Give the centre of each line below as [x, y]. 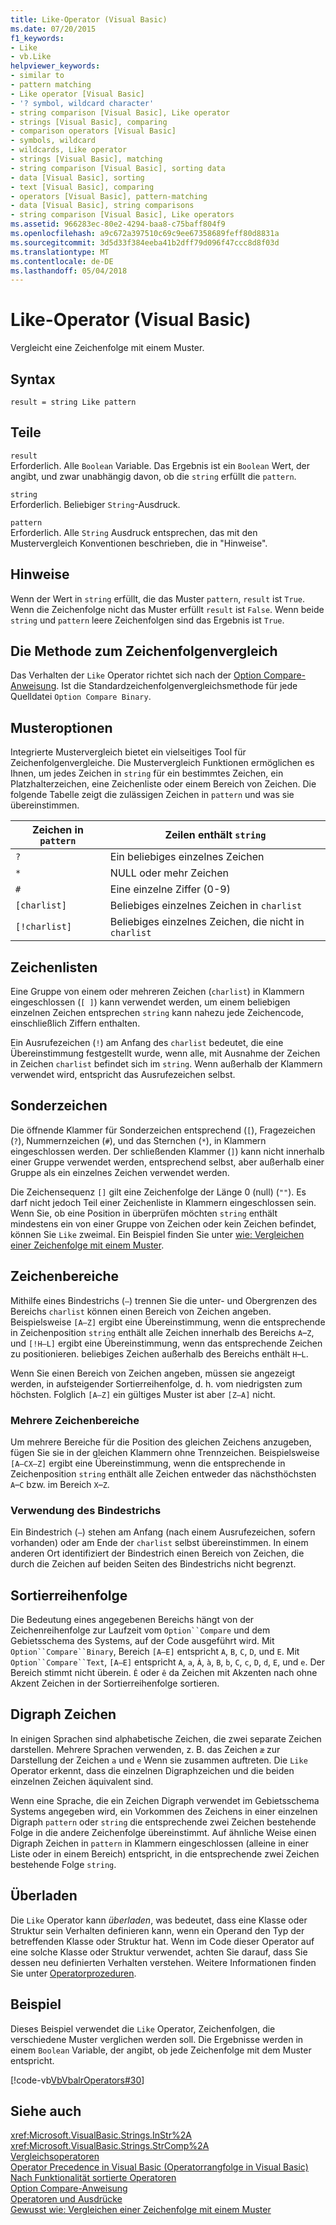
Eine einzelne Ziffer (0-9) [170, 889]
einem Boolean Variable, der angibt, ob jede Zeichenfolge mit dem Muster [161, 2050]
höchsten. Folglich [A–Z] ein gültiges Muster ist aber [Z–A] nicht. [143, 1394]
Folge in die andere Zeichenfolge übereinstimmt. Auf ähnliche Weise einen [163, 1832]
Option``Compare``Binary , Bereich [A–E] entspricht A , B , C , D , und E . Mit [155, 1652]
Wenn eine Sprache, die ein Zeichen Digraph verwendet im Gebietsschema [165, 1800]
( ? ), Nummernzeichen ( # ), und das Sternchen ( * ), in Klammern [138, 1140]
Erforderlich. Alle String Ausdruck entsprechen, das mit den [134, 532]
